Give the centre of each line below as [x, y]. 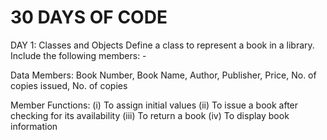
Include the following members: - [78, 55]
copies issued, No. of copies [69, 85]
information [34, 126]
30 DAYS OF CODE [89, 17]
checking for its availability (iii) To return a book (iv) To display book [150, 115]
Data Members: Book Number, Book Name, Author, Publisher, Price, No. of [163, 75]
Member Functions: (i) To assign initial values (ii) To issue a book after [154, 105]
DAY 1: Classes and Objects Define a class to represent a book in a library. [162, 45]
